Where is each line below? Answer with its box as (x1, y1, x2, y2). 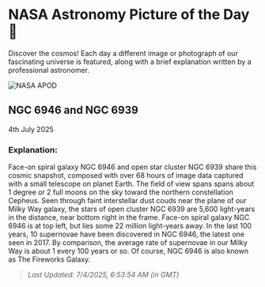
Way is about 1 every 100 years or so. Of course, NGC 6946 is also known (8, 247, 249, 256)
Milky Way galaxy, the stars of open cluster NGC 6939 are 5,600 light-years (8, 204, 256, 214)
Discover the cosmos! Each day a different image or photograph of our (8, 48, 239, 58)
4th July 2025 (8, 124, 54, 134)
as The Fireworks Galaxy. (8, 255, 91, 264)
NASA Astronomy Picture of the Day (8, 6, 250, 24)
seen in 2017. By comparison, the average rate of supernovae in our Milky (8, 238, 248, 247)
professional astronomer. (8, 65, 89, 74)
